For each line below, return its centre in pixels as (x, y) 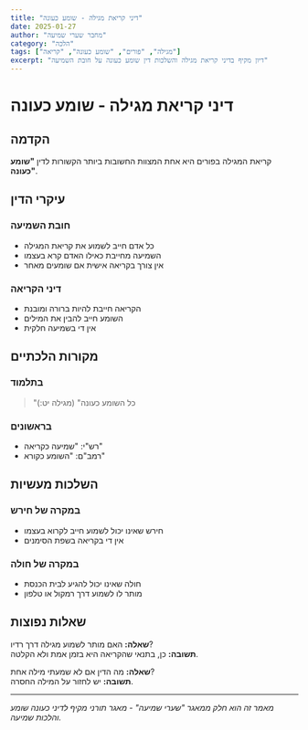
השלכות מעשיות (54, 485)
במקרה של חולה (45, 564)
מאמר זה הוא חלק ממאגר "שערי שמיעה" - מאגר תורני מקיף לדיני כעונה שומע (142, 707)
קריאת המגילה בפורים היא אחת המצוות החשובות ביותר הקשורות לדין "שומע (141, 161)
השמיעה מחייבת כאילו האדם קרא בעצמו (92, 255)
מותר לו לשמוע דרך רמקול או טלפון (83, 593)
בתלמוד (27, 383)
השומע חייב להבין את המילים (74, 318)
